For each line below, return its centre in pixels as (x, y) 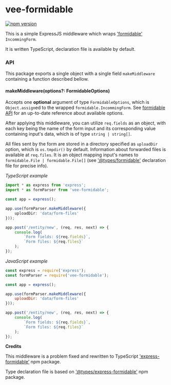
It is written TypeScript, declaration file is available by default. (71, 49)
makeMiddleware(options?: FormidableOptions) (58, 90)
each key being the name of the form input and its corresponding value (80, 129)
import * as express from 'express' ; (46, 185)
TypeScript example (26, 176)
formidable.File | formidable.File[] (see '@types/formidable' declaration (85, 160)
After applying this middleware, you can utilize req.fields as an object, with (85, 123)
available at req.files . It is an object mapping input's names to (72, 155)
